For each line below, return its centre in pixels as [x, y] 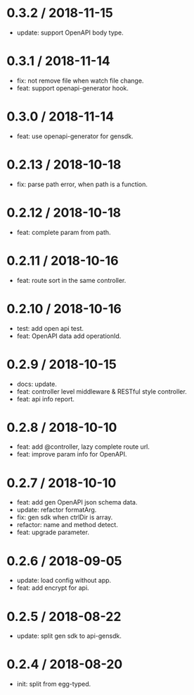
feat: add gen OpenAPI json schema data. [77, 502]
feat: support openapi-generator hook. [73, 88]
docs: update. [37, 384]
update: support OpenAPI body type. [70, 32]
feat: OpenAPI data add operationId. [69, 336]
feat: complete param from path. [64, 232]
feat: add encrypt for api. [53, 588]
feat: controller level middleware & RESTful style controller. [102, 391]
